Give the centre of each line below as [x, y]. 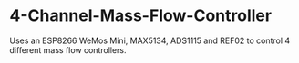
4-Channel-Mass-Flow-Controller [140, 16]
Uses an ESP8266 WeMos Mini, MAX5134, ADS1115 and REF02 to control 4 [150, 40]
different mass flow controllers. [68, 49]
